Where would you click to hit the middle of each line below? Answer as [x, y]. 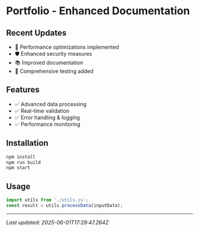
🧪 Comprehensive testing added [54, 71]
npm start [18, 168]
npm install [21, 157]
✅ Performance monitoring [48, 124]
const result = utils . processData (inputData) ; [65, 205]
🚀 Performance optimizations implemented [67, 47]
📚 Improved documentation [49, 63]
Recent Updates [36, 33]
